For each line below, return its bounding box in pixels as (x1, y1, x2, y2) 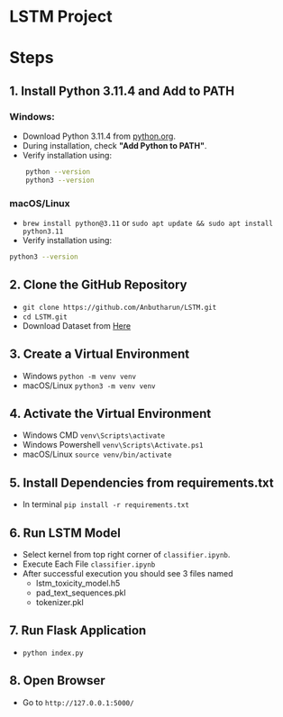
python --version (25, 168, 91, 177)
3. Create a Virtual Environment (9, 347, 190, 362)
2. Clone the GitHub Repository (9, 277, 187, 293)
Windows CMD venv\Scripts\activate (22, 430, 166, 440)
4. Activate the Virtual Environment (9, 406, 212, 421)
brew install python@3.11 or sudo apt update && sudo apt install (22, 218, 273, 229)
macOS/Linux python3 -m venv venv (22, 380, 156, 391)
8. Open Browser (9, 673, 105, 688)
